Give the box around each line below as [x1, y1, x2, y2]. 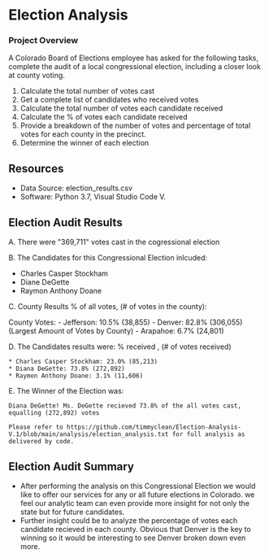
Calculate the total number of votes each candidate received [20, 103, 223, 113]
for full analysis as [171, 430, 245, 438]
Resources [8, 161, 64, 176]
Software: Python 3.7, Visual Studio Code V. [20, 192, 167, 202]
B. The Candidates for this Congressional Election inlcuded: [8, 253, 208, 263]
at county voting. [8, 71, 65, 81]
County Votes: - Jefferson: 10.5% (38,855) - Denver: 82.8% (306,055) [8, 317, 243, 327]
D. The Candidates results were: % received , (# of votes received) [8, 342, 232, 351]
